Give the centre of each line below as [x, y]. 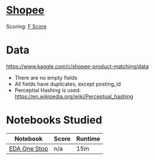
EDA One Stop [28, 148]
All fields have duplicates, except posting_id [68, 84]
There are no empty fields [46, 77]
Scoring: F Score [26, 26]
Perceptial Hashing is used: [48, 90]
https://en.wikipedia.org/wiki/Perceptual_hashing [74, 96]
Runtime [88, 138]
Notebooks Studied [54, 120]
